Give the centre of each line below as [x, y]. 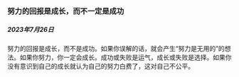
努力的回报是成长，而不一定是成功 [66, 11]
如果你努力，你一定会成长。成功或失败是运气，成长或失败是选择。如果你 [126, 57]
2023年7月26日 [31, 29]
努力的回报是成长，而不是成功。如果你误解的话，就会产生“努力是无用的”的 [116, 48]
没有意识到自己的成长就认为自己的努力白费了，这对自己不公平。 [101, 66]
